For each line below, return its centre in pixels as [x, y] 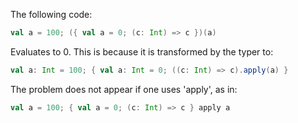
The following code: [51, 14]
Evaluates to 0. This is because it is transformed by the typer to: [142, 51]
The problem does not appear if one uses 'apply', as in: [124, 89]
